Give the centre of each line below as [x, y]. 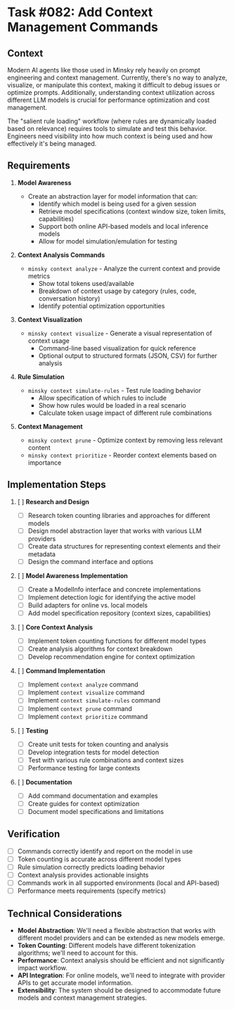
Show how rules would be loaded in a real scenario [112, 405]
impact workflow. [43, 968]
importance [45, 463]
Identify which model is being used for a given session [117, 203]
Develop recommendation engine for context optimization [111, 657]
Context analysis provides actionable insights [83, 875]
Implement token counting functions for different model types [117, 641]
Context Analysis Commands [61, 255]
